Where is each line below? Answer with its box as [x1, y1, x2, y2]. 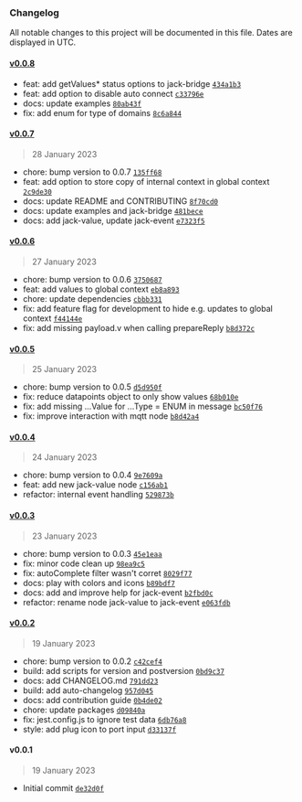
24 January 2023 [31, 452, 98, 463]
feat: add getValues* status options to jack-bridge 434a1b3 [22, 78, 242, 89]
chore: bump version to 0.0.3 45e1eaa [22, 548, 162, 559]
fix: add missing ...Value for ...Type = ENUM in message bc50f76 [22, 401, 263, 412]
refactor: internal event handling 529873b [22, 489, 175, 500]
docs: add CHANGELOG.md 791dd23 [22, 675, 159, 686]
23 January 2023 [31, 530, 98, 541]
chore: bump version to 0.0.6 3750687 [22, 273, 162, 284]
